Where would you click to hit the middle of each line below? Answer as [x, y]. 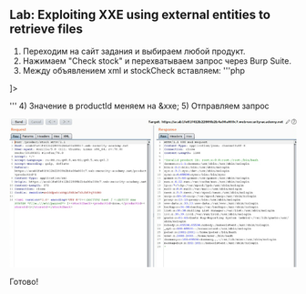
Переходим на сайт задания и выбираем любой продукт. [134, 51]
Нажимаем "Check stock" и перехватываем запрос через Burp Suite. [157, 61]
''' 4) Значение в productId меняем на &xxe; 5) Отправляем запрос [140, 106]
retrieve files [46, 30]
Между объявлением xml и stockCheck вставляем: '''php [134, 70]
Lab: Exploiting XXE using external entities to [140, 15]
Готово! [24, 282]
